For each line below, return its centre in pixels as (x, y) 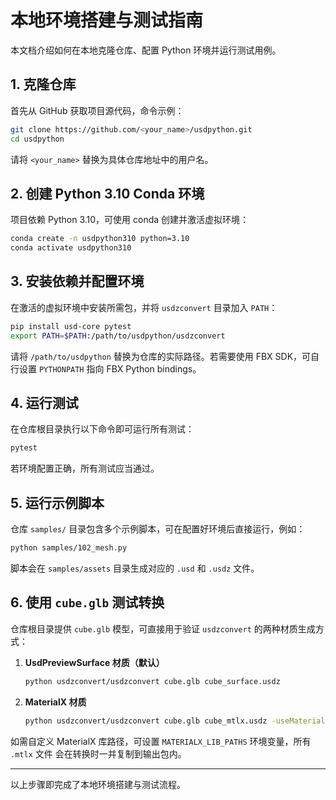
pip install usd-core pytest (71, 326)
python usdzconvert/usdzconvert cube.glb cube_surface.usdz (152, 681)
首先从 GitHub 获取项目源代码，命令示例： (97, 110)
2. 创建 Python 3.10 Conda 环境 (107, 193)
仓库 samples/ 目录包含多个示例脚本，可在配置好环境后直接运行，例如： (158, 529)
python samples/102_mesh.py (69, 548)
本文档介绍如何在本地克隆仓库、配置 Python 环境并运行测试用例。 (146, 50)
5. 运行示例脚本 (57, 502)
